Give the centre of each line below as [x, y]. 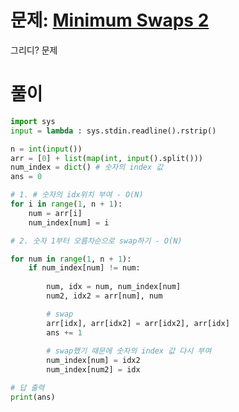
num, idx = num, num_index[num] [114, 287]
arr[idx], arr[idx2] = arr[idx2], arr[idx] [138, 323]
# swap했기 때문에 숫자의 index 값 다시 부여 [129, 351]
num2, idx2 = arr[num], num [104, 296]
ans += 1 [64, 332]
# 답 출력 [27, 388]
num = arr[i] [55, 213]
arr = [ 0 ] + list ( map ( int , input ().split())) [106, 158]
